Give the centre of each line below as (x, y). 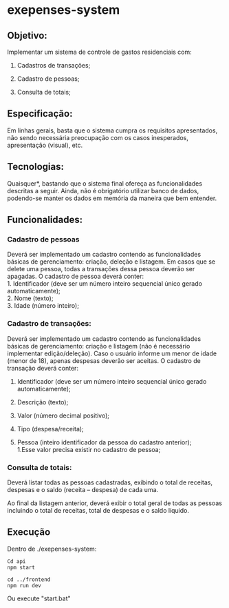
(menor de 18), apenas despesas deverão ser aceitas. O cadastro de (104, 360)
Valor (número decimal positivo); (63, 415)
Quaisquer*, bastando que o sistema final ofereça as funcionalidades (105, 183)
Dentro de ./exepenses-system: (52, 549)
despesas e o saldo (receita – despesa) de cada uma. (83, 489)
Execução (29, 532)
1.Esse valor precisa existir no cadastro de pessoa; (89, 449)
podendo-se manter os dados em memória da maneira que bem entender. (112, 198)
